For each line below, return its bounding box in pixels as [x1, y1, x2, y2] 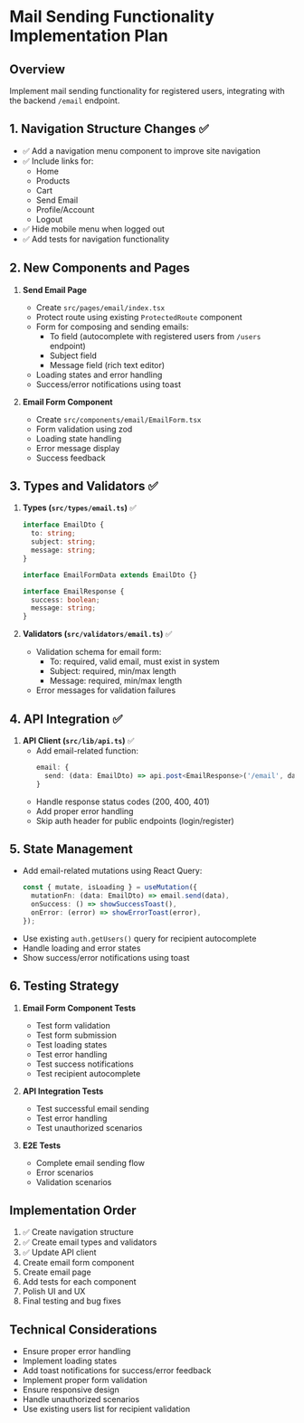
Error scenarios [35, 1167, 94, 1178]
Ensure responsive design [22, 1384, 119, 1395]
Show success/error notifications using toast [22, 952, 190, 963]
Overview [9, 62, 66, 77]
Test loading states [35, 1039, 108, 1050]
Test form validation [35, 1020, 110, 1030]
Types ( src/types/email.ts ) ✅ [22, 502, 138, 513]
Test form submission [35, 1029, 118, 1040]
